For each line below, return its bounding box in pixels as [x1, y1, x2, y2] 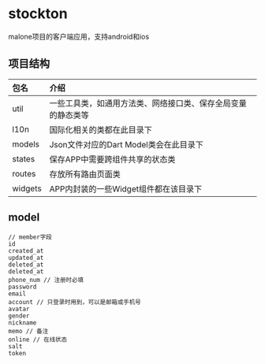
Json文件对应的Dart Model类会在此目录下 [49, 139, 203, 150]
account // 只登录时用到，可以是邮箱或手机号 [8, 298, 141, 306]
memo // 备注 [8, 327, 49, 335]
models [12, 139, 40, 150]
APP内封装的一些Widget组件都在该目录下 [49, 183, 203, 194]
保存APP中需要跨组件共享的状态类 [49, 154, 176, 165]
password [8, 283, 37, 291]
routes [12, 168, 36, 179]
